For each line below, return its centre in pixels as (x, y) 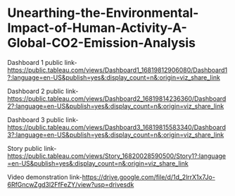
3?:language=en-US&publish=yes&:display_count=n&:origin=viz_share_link (116, 135)
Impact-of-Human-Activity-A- (97, 28)
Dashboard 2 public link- (43, 91)
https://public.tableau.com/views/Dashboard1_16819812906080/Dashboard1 (118, 70)
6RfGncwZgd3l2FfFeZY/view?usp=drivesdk (71, 184)
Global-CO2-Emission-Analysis (101, 43)
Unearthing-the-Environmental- (103, 13)
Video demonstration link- (45, 177)
